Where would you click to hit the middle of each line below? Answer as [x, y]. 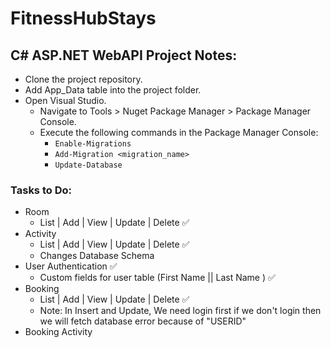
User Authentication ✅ [71, 266]
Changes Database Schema [97, 256]
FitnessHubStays [83, 18]
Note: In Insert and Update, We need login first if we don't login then [180, 311]
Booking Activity [58, 332]
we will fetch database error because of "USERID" [143, 321]
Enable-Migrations [93, 144]
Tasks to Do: [41, 190]
